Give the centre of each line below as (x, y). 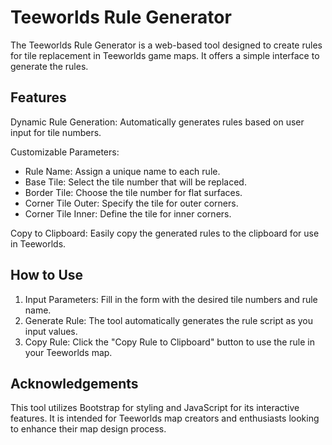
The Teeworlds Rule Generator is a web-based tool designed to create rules (166, 45)
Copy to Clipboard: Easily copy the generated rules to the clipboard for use (165, 233)
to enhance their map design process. (88, 429)
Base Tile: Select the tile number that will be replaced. (135, 182)
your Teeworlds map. (68, 352)
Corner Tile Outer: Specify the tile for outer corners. (131, 203)
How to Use (47, 275)
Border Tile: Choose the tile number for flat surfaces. (133, 192)
